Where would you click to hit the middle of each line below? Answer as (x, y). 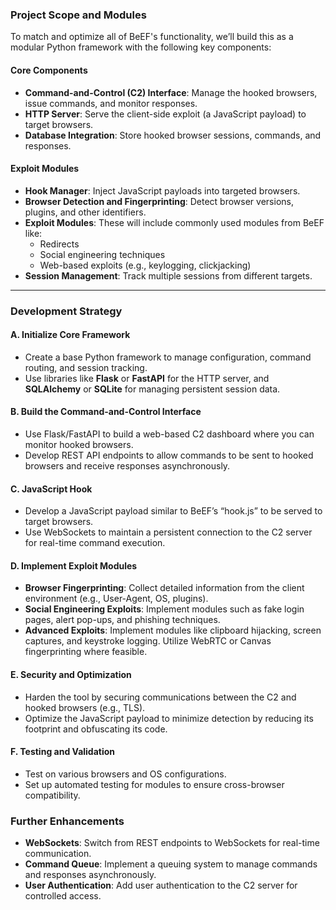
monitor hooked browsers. (79, 445)
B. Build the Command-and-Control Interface (106, 412)
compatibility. (52, 795)
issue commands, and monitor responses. (111, 103)
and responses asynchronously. (90, 875)
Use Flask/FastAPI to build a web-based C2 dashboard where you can (169, 434)
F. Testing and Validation (63, 752)
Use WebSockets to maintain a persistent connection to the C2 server (168, 532)
